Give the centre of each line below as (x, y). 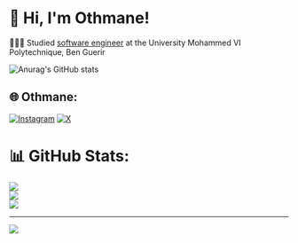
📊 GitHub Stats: (70, 156)
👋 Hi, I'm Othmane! (79, 18)
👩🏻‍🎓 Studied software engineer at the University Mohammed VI (125, 43)
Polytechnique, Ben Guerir (57, 51)
